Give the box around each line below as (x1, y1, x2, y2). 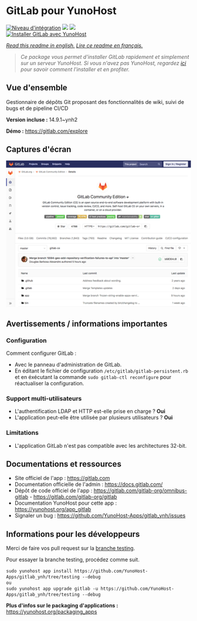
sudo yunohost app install (6, 568, 72, 574)
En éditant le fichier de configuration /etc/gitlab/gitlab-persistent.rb (14, 367, 189, 374)
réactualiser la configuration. (14, 380, 84, 387)
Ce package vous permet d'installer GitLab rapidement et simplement (20, 53, 189, 60)
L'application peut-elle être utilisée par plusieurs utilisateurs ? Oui (14, 414, 173, 421)
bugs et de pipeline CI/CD (6, 105, 69, 112)
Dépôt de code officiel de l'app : (14, 487, 93, 494)
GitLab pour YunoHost (6, 4, 117, 18)
